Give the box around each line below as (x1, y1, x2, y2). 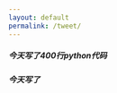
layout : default (8, 13, 69, 22)
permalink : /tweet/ (8, 21, 82, 30)
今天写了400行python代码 (8, 50, 107, 61)
